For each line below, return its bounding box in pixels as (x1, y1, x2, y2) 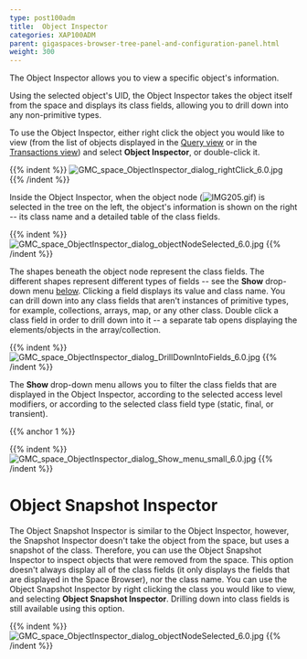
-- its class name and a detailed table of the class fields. (9, 211, 221, 222)
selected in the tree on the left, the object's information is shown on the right (9, 202, 298, 213)
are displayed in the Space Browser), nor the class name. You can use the (9, 574, 288, 585)
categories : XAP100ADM (9, 30, 96, 39)
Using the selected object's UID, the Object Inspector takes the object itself (9, 90, 293, 101)
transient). (9, 409, 48, 420)
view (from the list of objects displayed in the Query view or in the (9, 137, 258, 148)
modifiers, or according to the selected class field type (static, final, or (9, 399, 274, 409)
